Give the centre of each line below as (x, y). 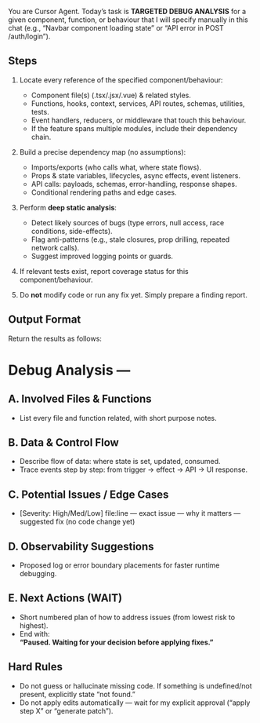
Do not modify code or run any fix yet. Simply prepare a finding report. (134, 294)
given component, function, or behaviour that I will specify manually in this (128, 20)
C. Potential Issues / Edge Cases (88, 494)
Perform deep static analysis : (68, 207)
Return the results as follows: (55, 338)
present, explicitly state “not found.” (77, 694)
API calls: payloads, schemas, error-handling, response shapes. (134, 184)
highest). (34, 625)
